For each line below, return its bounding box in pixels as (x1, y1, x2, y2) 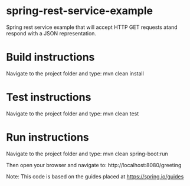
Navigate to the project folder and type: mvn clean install (6, 69, 145, 77)
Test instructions (6, 91, 91, 104)
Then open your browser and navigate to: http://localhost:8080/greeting (6, 161, 182, 168)
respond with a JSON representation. (6, 29, 96, 36)
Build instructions (6, 51, 95, 64)
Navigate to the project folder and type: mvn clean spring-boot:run (6, 150, 168, 157)
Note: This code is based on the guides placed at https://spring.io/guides (6, 172, 184, 180)
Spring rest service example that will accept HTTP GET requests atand (6, 24, 178, 31)
